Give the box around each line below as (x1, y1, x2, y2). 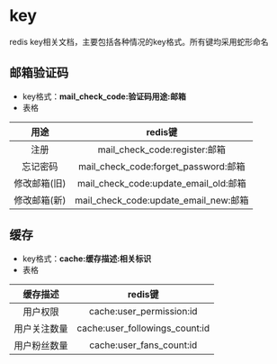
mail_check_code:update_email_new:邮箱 (75, 194, 249, 206)
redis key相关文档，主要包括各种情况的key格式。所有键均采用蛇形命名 (9, 36, 269, 47)
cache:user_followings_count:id (76, 322, 210, 334)
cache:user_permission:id (88, 305, 198, 317)
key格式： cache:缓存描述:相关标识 (22, 253, 152, 264)
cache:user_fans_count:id (89, 339, 198, 351)
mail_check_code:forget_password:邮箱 (77, 159, 246, 172)
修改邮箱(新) (13, 194, 67, 206)
